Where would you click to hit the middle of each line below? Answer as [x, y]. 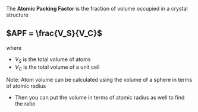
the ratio [25, 104]
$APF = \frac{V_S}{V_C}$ [54, 33]
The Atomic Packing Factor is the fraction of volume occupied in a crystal [97, 9]
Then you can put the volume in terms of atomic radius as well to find [100, 98]
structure [17, 15]
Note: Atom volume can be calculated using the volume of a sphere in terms [99, 80]
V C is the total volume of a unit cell [57, 68]
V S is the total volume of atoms [53, 60]
